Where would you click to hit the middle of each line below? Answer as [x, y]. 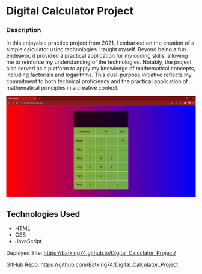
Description [24, 30]
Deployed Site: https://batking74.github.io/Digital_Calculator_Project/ [91, 253]
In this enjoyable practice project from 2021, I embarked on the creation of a [100, 43]
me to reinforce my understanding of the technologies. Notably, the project [99, 62]
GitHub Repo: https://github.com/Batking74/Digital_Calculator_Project [92, 265]
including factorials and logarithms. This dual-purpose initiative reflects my [99, 75]
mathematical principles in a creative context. [63, 88]
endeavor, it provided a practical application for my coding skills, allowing [97, 56]
